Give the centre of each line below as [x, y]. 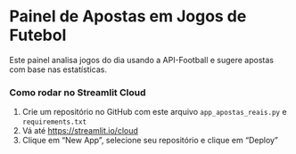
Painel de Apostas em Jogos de [128, 16]
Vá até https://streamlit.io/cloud [80, 131]
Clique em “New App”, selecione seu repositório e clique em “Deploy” [150, 141]
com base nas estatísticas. [58, 69]
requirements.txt [54, 122]
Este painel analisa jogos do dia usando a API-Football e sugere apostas [142, 60]
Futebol [38, 35]
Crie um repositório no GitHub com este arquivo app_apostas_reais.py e [154, 112]
